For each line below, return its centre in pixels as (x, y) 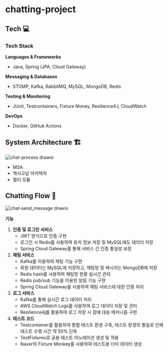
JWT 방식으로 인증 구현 (43, 236)
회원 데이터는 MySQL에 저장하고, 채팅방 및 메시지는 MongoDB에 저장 (89, 268)
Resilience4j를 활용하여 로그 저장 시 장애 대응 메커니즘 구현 (79, 312)
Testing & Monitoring (28, 96)
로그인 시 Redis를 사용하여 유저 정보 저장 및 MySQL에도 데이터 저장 (87, 242)
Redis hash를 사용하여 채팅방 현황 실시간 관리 (65, 274)
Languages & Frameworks (33, 56)
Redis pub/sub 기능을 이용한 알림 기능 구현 (63, 280)
